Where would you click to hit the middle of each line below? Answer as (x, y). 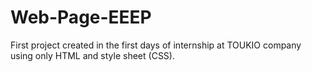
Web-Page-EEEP (81, 17)
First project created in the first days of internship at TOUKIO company (156, 45)
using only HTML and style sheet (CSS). (92, 55)
